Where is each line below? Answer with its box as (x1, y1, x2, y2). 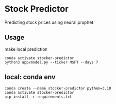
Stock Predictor (4, 3, 69, 15)
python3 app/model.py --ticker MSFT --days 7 (4, 59, 98, 65)
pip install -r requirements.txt (4, 94, 72, 99)
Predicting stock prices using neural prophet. (4, 19, 95, 25)
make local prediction (4, 46, 48, 52)
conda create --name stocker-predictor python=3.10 (4, 86, 111, 90)
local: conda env (4, 73, 56, 81)
